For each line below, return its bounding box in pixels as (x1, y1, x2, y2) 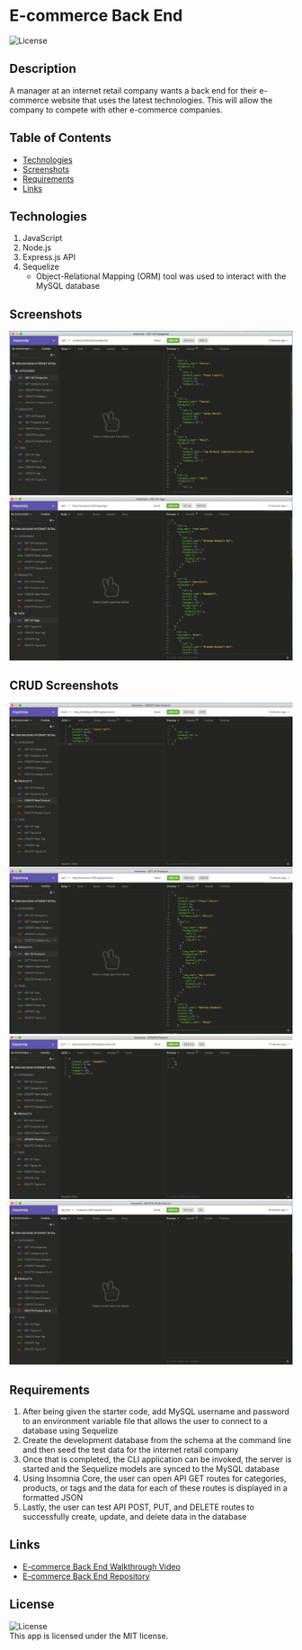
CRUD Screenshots (9, 678, 120, 694)
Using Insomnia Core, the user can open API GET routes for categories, (22, 1473, 287, 1484)
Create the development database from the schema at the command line (22, 1434, 292, 1445)
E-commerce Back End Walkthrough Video (22, 1561, 182, 1572)
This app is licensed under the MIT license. (9, 1630, 169, 1641)
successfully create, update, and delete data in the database (22, 1511, 247, 1521)
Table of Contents (9, 130, 112, 146)
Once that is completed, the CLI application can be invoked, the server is (22, 1454, 292, 1465)
